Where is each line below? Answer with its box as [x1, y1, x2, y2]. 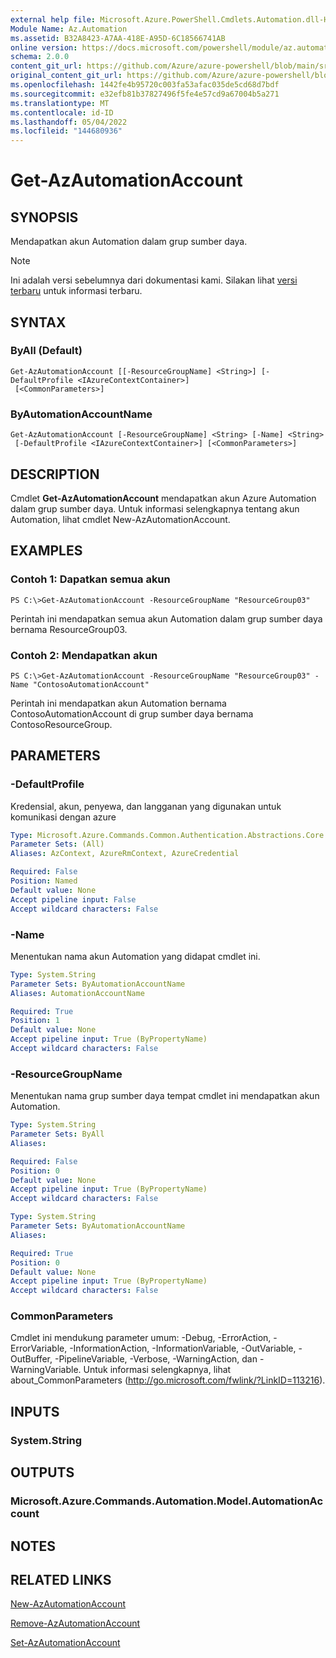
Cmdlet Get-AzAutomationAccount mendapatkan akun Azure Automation [10, 492, 317, 504]
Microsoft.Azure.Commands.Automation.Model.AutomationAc [10, 1494, 324, 1508]
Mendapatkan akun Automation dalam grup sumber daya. [10, 236, 248, 248]
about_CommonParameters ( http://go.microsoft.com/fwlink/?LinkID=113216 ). [10, 1374, 326, 1386]
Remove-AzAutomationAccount [10, 1617, 141, 1630]
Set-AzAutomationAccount [10, 1637, 121, 1649]
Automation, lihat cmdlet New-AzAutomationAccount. [10, 513, 231, 525]
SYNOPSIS [10, 209, 79, 226]
